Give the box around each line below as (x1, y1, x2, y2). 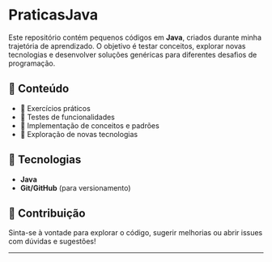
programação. (8, 58, 56, 68)
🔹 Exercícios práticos (19, 103, 91, 113)
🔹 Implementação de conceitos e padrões (19, 120, 159, 131)
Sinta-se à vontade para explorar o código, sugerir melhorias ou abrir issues (8, 228, 263, 238)
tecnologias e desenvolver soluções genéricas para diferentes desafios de (8, 49, 257, 59)
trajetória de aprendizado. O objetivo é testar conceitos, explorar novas (8, 41, 246, 50)
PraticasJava (8, 6, 99, 24)
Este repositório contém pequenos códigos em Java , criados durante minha (8, 32, 261, 42)
